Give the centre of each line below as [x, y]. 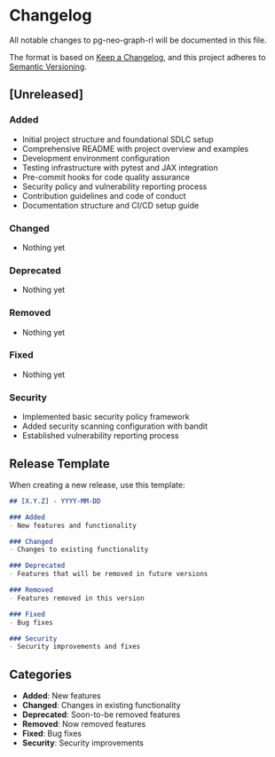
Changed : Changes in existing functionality [101, 706]
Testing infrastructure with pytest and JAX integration [120, 167]
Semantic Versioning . [48, 67]
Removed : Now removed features [84, 724]
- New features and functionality [73, 525]
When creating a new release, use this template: [97, 485]
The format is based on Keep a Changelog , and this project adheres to [137, 57]
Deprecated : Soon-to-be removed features [101, 714]
